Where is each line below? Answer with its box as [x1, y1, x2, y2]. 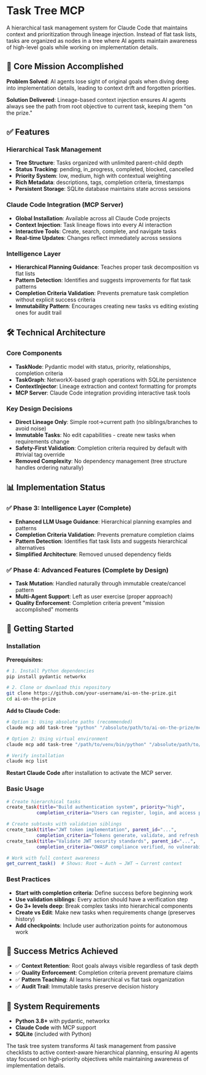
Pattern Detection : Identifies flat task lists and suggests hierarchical [15, 537, 188, 545]
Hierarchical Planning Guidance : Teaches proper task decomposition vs [15, 263, 199, 271]
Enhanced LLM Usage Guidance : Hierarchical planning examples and [15, 518, 192, 525]
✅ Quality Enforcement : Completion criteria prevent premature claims [15, 969, 193, 976]
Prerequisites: [6, 656, 44, 663]
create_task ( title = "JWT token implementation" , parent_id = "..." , [6, 826, 177, 833]
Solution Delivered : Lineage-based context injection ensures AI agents [6, 96, 186, 103]
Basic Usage [6, 785, 45, 793]
